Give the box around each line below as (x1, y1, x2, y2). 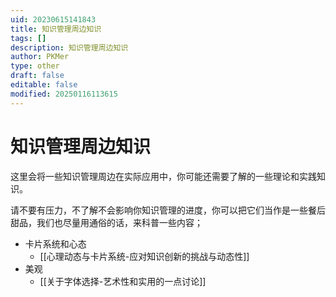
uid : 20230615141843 (10, 14, 97, 25)
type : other (10, 61, 60, 71)
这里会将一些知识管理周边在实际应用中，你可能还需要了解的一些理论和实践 (10, 170, 317, 182)
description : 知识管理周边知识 (10, 42, 129, 53)
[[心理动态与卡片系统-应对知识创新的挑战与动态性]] (39, 250, 250, 262)
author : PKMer (10, 52, 70, 62)
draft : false (10, 71, 65, 81)
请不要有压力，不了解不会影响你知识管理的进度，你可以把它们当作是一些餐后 (10, 204, 326, 216)
